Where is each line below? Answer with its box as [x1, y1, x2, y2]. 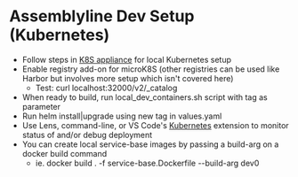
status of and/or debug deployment [21, 129, 153, 140]
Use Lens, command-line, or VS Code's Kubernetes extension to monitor [21, 119, 289, 130]
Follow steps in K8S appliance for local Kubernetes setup [21, 54, 232, 65]
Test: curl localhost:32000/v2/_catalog [35, 82, 178, 93]
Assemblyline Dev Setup [9, 6, 195, 27]
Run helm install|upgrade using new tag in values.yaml [21, 111, 222, 121]
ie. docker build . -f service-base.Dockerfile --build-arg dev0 [35, 158, 260, 168]
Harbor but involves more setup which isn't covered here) [21, 73, 234, 83]
